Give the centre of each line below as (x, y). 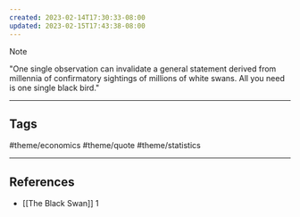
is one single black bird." (54, 88)
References (42, 182)
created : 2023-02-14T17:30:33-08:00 (77, 17)
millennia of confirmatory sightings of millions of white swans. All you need (147, 78)
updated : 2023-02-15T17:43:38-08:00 (77, 26)
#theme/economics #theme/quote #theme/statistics (105, 146)
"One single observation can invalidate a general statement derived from (143, 69)
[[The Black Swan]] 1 (60, 204)
